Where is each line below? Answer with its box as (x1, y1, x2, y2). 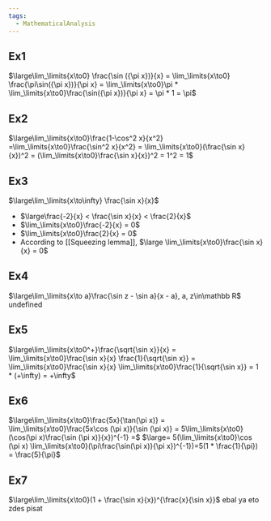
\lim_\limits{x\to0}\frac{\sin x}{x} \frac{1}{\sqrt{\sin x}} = (8, 353, 196, 363)
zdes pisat (8, 504, 43, 514)
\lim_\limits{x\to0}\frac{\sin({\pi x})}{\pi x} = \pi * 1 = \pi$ (8, 88, 197, 98)
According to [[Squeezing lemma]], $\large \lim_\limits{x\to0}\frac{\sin (19, 237, 255, 247)
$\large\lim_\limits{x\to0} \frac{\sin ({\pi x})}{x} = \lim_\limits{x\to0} (8, 71, 231, 81)
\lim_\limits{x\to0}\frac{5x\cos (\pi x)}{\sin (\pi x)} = (8, 424, 180, 434)
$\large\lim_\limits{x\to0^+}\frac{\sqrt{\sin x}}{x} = (8, 344, 176, 354)
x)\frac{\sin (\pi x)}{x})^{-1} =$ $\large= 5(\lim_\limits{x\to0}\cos (38, 433, 252, 442)
